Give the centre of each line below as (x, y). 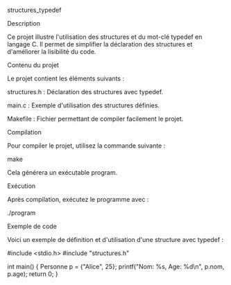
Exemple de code (32, 226)
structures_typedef (34, 10)
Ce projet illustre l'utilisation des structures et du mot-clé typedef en (105, 37)
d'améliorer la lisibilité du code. (52, 52)
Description (24, 23)
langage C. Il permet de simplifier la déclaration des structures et (100, 44)
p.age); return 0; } (33, 274)
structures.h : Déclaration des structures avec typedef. (85, 92)
